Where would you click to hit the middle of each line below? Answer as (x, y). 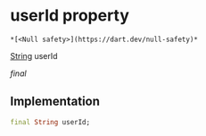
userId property (70, 16)
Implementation (55, 102)
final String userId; (50, 122)
